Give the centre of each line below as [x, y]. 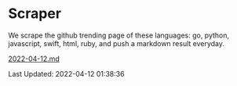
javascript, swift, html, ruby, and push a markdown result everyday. [117, 43]
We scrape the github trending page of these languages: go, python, [119, 35]
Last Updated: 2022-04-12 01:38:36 [66, 73]
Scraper [35, 14]
